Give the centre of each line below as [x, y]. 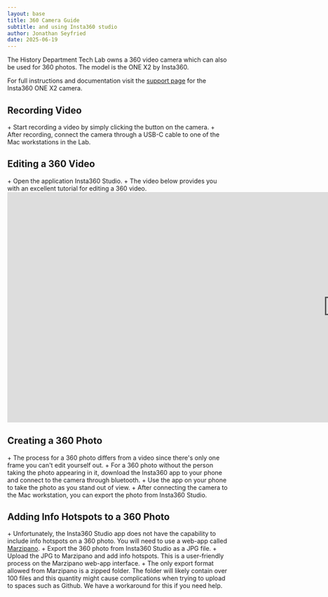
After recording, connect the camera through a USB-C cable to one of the [114, 135]
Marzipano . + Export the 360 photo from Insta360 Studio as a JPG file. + [112, 549]
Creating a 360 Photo [55, 441]
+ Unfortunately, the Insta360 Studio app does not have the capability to [111, 534]
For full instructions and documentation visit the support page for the [107, 81]
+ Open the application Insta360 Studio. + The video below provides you [112, 181]
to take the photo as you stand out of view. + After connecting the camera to [117, 487]
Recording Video [45, 110]
